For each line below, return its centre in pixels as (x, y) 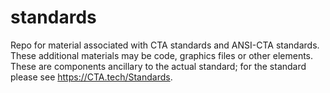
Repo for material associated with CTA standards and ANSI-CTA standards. (165, 45)
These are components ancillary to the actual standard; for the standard (158, 66)
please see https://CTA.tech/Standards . (91, 77)
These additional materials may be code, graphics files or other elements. (162, 55)
